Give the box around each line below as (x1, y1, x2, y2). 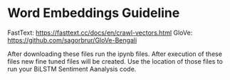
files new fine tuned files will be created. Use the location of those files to (7, 57, 223, 65)
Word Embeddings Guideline (7, 5, 180, 21)
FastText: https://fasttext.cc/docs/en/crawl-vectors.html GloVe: (7, 28, 193, 37)
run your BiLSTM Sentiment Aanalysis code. (7, 64, 137, 73)
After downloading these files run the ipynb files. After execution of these (7, 50, 223, 58)
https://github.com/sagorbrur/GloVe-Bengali (7, 35, 137, 44)
